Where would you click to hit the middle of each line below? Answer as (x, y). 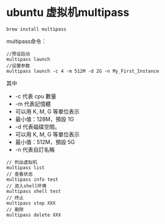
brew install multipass (37, 29)
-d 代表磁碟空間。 (37, 126)
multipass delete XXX (34, 215)
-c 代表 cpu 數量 (36, 96)
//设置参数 (18, 66)
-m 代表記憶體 (33, 104)
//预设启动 (18, 54)
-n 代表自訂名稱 (35, 150)
